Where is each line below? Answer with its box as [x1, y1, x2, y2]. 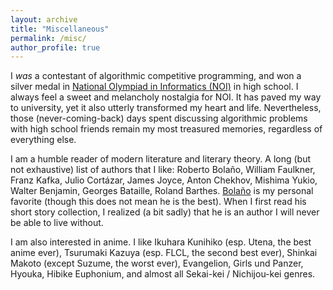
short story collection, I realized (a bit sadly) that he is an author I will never [10, 206, 320, 218]
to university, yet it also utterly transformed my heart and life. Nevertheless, [10, 102, 322, 114]
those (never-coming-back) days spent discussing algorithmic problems [10, 112, 308, 125]
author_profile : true [10, 42, 101, 53]
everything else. [10, 134, 77, 146]
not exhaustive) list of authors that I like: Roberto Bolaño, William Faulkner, [10, 164, 316, 176]
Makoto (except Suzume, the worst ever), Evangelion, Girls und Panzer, [10, 257, 304, 270]
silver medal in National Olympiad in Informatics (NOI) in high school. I [10, 81, 299, 93]
